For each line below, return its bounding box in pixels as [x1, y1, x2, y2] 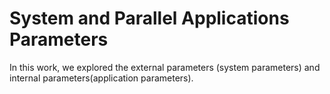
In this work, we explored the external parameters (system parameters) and [9, 61, 321, 73]
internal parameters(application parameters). [9, 72, 194, 84]
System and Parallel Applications [9, 7, 290, 30]
